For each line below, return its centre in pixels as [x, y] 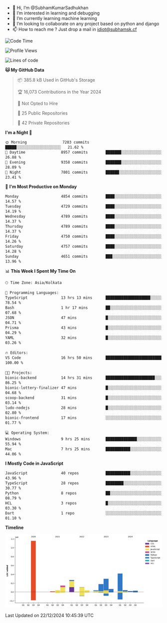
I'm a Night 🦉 [19, 132]
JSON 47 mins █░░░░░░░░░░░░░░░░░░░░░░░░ [83, 318]
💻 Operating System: [27, 433]
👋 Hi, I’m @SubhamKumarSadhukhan [50, 8]
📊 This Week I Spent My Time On [40, 271]
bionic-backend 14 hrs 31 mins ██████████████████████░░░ [83, 378]
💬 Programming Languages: [32, 293]
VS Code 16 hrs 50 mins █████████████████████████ [83, 358]
